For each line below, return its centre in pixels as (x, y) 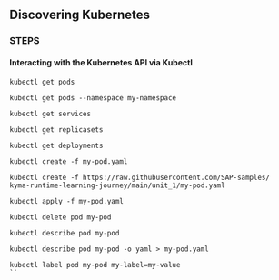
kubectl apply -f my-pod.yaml (67, 201)
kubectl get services (50, 114)
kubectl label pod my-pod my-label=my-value (95, 265)
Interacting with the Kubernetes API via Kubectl (101, 62)
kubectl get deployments (56, 145)
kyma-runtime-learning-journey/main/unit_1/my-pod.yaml (117, 185)
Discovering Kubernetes (80, 15)
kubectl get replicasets (56, 130)
